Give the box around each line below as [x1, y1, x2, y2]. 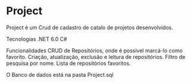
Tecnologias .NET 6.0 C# [6, 35, 67, 42]
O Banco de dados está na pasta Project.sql [6, 71, 114, 78]
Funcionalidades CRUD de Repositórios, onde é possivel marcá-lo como [6, 46, 183, 54]
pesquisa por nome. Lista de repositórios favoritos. [6, 60, 131, 67]
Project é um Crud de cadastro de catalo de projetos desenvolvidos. [6, 24, 174, 31]
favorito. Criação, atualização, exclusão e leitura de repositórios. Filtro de [6, 53, 186, 60]
